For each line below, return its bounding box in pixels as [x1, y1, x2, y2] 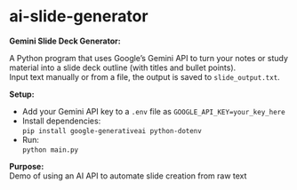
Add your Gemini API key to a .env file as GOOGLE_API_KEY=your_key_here [21, 106, 286, 116]
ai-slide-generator [9, 6, 148, 27]
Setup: [9, 89, 35, 99]
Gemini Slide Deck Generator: [9, 36, 122, 46]
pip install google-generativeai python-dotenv [21, 126, 202, 135]
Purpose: [9, 161, 44, 171]
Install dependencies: [21, 115, 101, 126]
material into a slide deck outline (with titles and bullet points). [9, 62, 237, 73]
